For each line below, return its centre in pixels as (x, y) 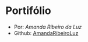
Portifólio (28, 11)
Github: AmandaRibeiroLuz (46, 33)
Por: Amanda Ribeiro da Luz (48, 27)
